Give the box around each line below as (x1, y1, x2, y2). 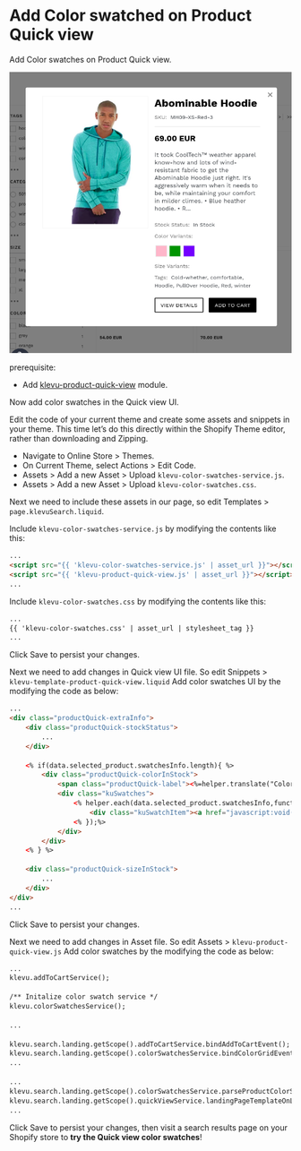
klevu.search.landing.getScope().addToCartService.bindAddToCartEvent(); (9, 1040, 291, 1049)
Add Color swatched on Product (9, 5, 253, 26)
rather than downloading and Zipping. (9, 434, 149, 444)
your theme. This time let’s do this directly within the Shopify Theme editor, (9, 424, 286, 434)
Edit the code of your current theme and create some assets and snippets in (9, 414, 290, 425)
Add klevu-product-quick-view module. (21, 380, 168, 391)
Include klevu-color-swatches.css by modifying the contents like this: (9, 596, 267, 606)
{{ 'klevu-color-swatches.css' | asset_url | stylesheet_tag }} (9, 623, 254, 632)
